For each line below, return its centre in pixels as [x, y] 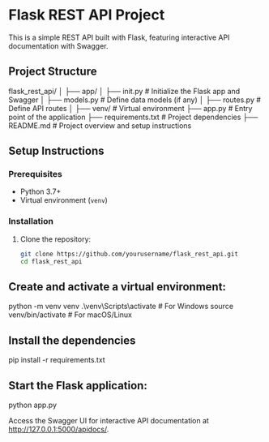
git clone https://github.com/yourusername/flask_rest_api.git [129, 254]
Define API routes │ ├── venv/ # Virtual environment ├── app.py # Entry [130, 108]
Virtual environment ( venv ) [64, 200]
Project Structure [53, 72]
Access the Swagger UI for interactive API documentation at [109, 420]
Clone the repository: [56, 239]
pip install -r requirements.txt [57, 360]
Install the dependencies [72, 340]
